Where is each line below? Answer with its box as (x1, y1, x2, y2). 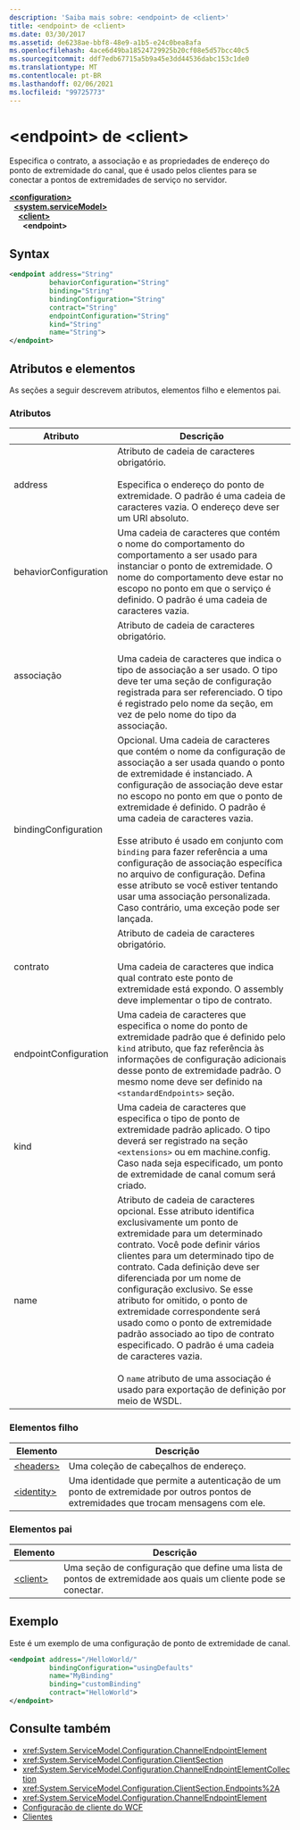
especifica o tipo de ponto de (117, 1112, 240, 1125)
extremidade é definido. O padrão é (117, 801, 266, 813)
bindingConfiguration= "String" (48, 295, 166, 304)
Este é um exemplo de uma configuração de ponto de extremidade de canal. (9, 1637, 291, 1648)
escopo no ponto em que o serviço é (117, 582, 271, 595)
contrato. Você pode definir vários (117, 1238, 261, 1251)
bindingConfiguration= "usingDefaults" (48, 1663, 194, 1672)
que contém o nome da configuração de (117, 745, 286, 758)
